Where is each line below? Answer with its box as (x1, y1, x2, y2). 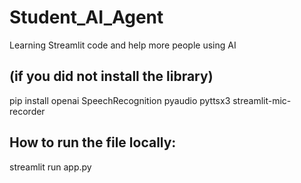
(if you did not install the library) (9, 68, 214, 85)
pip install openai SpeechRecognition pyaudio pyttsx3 (9, 94, 231, 106)
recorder (9, 105, 46, 117)
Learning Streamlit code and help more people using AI (9, 39, 237, 51)
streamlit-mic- (232, 94, 292, 106)
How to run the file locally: (9, 134, 177, 151)
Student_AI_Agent (9, 6, 164, 29)
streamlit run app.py (9, 161, 92, 173)
